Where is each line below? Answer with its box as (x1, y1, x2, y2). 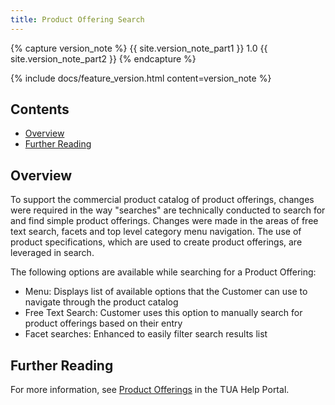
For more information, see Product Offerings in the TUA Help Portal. (10, 384, 290, 396)
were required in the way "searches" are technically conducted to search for (10, 204, 326, 216)
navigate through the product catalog (24, 296, 179, 308)
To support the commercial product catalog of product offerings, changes (10, 194, 315, 206)
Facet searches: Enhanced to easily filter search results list (24, 328, 268, 340)
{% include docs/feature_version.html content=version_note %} (10, 72, 272, 84)
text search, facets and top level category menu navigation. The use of (10, 226, 302, 238)
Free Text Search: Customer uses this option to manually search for (24, 307, 303, 319)
